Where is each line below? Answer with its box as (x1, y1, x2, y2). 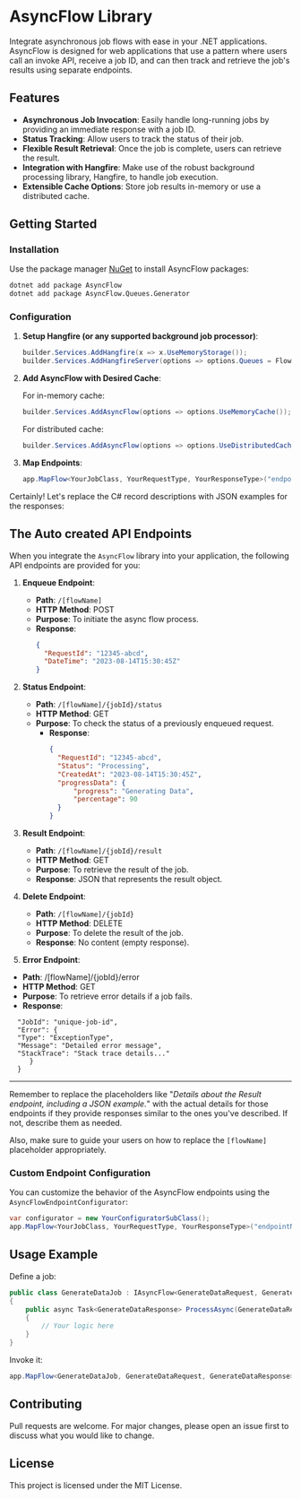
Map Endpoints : (21, 457, 82, 468)
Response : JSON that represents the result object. (35, 874, 223, 885)
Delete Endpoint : (21, 891, 87, 902)
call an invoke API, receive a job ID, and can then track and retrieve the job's (9, 55, 290, 65)
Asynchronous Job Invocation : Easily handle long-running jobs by (21, 114, 270, 125)
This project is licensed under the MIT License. (9, 1479, 183, 1490)
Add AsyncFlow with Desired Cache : (21, 373, 161, 384)
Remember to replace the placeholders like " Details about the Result (9, 1089, 262, 1100)
